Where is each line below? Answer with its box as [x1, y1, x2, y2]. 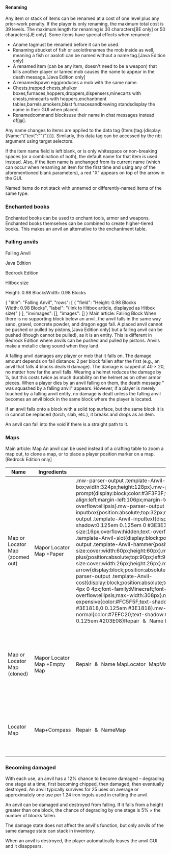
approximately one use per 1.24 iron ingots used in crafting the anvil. [5, 792, 149, 798]
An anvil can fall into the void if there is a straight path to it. [5, 421, 129, 427]
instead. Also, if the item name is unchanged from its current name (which [5, 159, 160, 165]
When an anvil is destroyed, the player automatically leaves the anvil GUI [5, 838, 158, 844]
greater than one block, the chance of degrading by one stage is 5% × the [5, 807, 161, 813]
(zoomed [8, 554, 30, 561]
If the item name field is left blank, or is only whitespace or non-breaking [5, 148, 158, 154]
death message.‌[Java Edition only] [12, 74, 85, 80]
